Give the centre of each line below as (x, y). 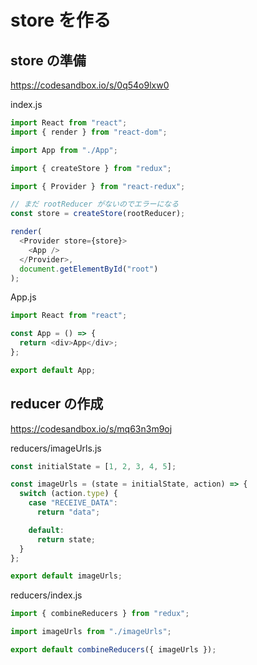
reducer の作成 (57, 404)
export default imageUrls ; (66, 576)
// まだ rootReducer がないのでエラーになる (95, 204)
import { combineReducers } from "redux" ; (100, 614)
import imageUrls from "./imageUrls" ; (91, 632)
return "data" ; (68, 512)
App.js (23, 297)
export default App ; (53, 370)
